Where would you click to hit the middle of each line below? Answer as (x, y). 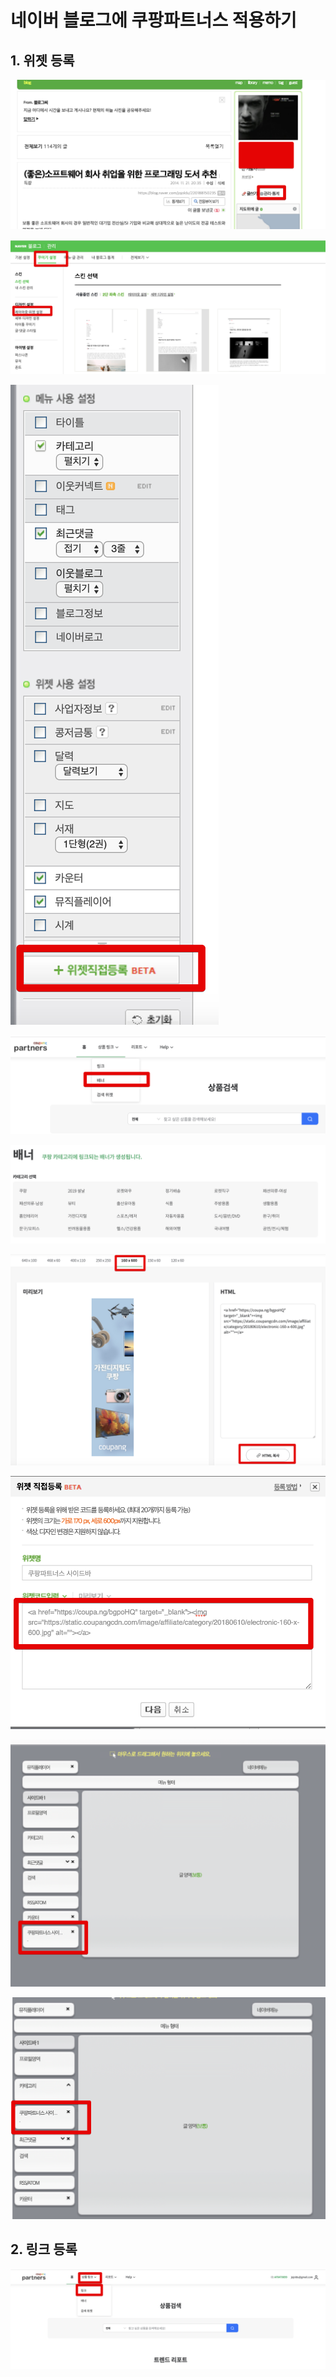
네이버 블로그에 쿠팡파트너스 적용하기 (153, 20)
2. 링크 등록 (44, 2249)
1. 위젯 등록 (42, 60)
